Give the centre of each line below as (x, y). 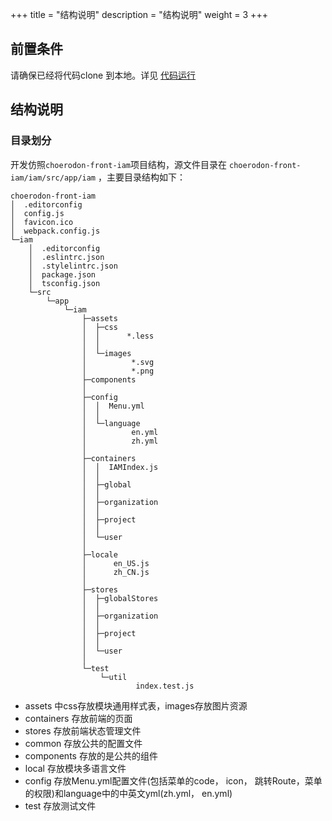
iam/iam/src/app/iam (53, 178)
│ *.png (118, 371)
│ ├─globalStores (120, 598)
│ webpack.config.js (55, 231)
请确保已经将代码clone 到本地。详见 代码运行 (103, 75)
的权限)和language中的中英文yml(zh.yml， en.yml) (128, 793)
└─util (113, 677)
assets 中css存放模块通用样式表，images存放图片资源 (136, 705)
